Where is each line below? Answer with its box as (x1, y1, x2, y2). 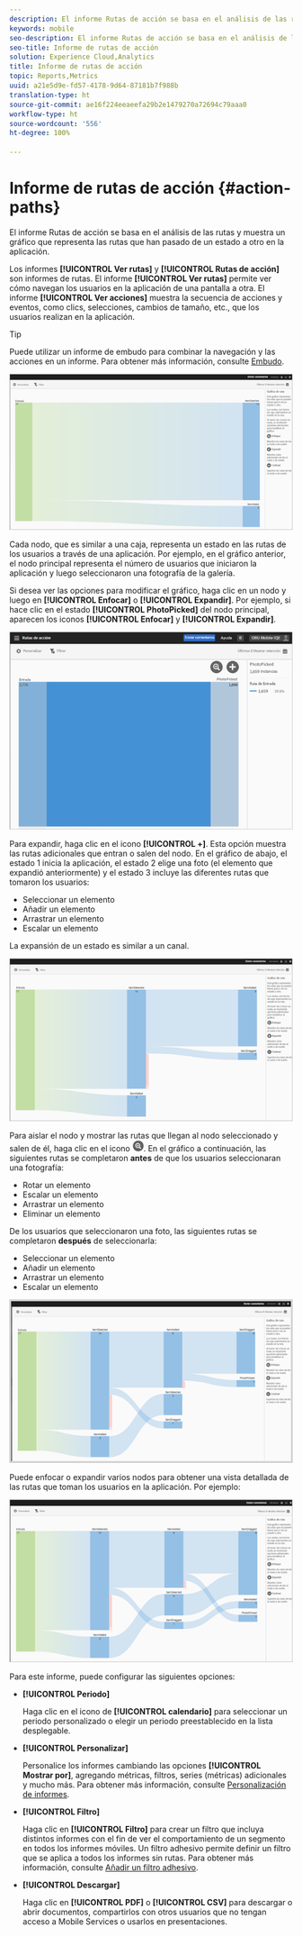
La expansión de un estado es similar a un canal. (9, 940, 190, 950)
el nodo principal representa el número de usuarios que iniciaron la (9, 559, 258, 569)
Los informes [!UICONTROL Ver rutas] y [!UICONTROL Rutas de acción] (9, 263, 280, 274)
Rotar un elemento (22, 1180, 92, 1191)
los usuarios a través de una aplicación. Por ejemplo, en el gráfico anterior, (9, 549, 286, 559)
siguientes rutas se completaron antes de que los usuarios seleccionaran (9, 1153, 281, 1164)
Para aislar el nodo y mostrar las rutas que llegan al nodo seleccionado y (9, 1131, 279, 1141)
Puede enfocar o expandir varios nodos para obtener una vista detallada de (9, 1471, 289, 1482)
